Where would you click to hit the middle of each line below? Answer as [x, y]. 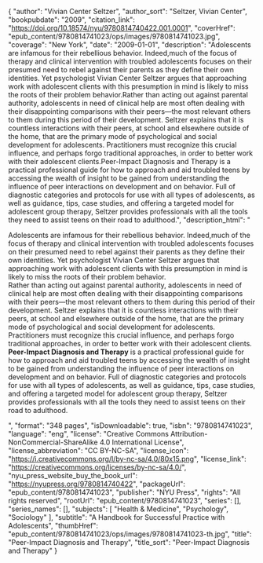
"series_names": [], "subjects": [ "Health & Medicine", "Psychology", [119, 509]
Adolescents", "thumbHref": [53, 526]
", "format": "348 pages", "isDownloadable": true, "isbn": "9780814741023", [130, 426]
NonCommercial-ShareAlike [53, 442]
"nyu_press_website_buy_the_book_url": [73, 475]
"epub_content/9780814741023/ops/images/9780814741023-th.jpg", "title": [130, 534]
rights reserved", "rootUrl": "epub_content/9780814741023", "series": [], [125, 501]
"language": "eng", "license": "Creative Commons [88, 434]
